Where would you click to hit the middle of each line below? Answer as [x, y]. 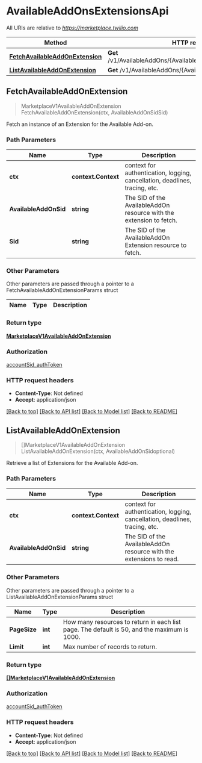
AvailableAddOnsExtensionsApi [87, 11]
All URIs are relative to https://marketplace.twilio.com [72, 28]
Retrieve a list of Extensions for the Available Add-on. [72, 463]
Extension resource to [156, 245]
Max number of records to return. [110, 647]
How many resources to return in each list [122, 621]
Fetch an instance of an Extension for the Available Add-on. [80, 124]
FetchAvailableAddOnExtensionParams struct [62, 290]
